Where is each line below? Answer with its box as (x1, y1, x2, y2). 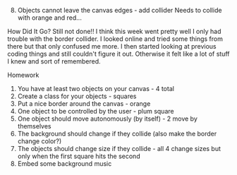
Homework (7, 71, 39, 79)
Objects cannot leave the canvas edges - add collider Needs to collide (17, 6, 222, 14)
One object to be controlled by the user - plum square (17, 107, 174, 115)
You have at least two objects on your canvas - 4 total (17, 85, 175, 92)
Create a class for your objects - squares (17, 92, 137, 100)
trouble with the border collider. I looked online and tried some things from (7, 35, 224, 43)
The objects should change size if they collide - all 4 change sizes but (17, 145, 221, 152)
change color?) (17, 137, 62, 145)
